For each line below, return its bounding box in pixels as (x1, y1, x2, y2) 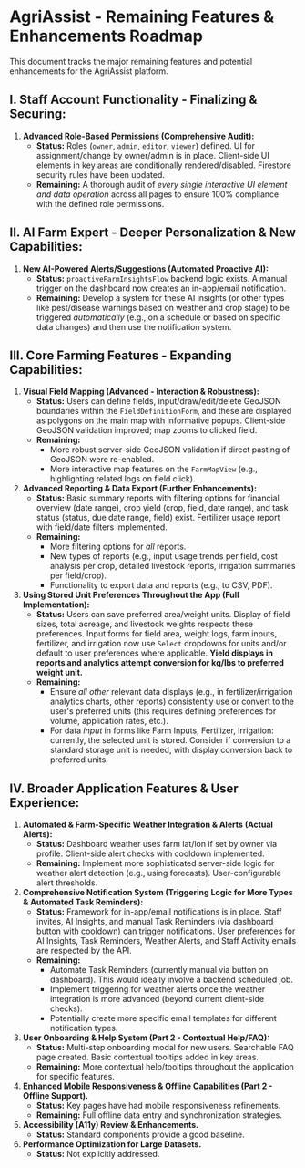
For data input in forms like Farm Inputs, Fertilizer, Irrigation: (49, 725, 275, 736)
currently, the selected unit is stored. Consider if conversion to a (49, 735, 291, 746)
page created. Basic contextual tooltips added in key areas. (36, 1051, 259, 1063)
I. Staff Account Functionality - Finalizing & (9, 92, 258, 108)
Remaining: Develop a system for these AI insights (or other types (36, 292, 285, 303)
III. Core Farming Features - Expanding (9, 347, 232, 363)
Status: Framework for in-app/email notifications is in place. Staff (36, 906, 282, 917)
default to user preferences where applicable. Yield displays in (36, 647, 274, 658)
